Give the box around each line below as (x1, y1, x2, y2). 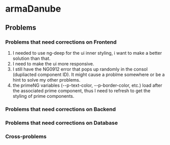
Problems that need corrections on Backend (5, 105, 116, 113)
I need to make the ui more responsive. (12, 60, 94, 66)
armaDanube (5, 3, 61, 15)
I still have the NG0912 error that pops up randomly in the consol (12, 66, 148, 72)
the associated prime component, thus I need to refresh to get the (12, 87, 151, 94)
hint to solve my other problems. (12, 77, 81, 83)
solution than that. (12, 55, 51, 61)
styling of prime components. (12, 93, 75, 99)
